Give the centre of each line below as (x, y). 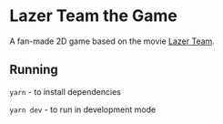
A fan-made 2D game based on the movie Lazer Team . (112, 41)
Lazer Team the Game (93, 16)
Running (34, 70)
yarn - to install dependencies (65, 91)
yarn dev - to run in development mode (83, 109)
